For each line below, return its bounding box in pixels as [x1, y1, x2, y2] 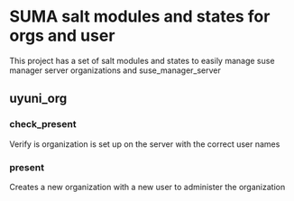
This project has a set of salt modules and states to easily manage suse [9, 55, 275, 66]
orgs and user [9, 25, 115, 46]
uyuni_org [9, 91, 68, 106]
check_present [9, 118, 77, 131]
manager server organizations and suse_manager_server [9, 65, 221, 76]
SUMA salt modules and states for [9, 6, 271, 27]
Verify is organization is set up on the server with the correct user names [9, 138, 280, 150]
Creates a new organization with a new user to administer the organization [9, 181, 286, 192]
